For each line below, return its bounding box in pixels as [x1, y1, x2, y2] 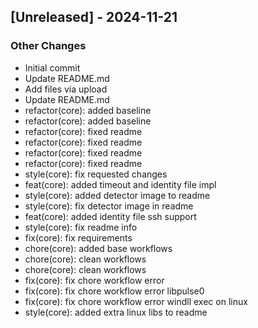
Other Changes [10, 39, 87, 53]
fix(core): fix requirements [24, 231, 133, 244]
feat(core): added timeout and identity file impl [24, 178, 217, 190]
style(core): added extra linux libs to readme [24, 306, 208, 318]
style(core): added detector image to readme [24, 189, 211, 201]
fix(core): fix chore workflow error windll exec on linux [24, 295, 248, 307]
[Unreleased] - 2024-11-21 [10, 9, 178, 26]
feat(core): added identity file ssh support [24, 210, 197, 222]
